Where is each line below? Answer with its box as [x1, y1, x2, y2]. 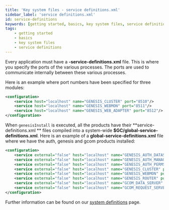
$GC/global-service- [113, 127, 158, 133]
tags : [5, 26, 17, 31]
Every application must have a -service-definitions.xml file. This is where [5, 58, 159, 64]
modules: [5, 84, 25, 91]
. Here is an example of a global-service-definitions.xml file [37, 133, 163, 138]
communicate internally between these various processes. [5, 69, 127, 76]
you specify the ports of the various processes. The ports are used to [5, 64, 149, 70]
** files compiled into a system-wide [37, 127, 113, 133]
